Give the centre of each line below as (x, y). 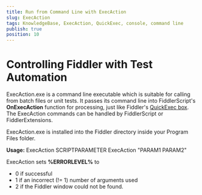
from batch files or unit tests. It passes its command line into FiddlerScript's (101, 101)
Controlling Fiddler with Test (80, 65)
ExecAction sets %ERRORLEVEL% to (53, 162)
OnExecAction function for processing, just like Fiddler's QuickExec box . (98, 108)
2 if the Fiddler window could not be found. (69, 186)
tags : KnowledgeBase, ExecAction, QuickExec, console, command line (95, 23)
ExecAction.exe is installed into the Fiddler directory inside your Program (97, 132)
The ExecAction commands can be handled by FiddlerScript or (85, 114)
